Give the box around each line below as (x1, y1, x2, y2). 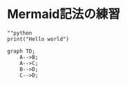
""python (7, 29, 32, 37)
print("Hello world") (7, 35, 70, 42)
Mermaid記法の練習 (7, 6, 121, 22)
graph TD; (7, 48, 36, 55)
